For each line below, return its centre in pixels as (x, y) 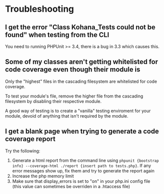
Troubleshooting (40, 9)
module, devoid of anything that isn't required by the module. (67, 116)
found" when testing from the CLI (57, 35)
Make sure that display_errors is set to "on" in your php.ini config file (81, 181)
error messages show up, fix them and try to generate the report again (83, 170)
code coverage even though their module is (73, 70)
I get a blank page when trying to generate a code (82, 132)
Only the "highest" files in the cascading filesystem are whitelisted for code (81, 81)
